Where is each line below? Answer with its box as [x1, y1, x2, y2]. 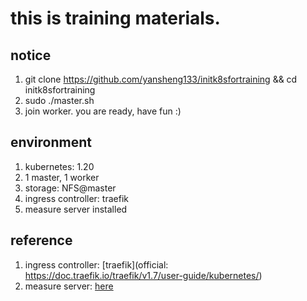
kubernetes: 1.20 [24, 160, 95, 172]
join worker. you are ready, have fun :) [24, 105, 182, 117]
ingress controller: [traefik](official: [24, 258, 169, 271]
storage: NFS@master [24, 182, 117, 194]
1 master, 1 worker [24, 171, 100, 183]
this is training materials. [10, 7, 221, 30]
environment [10, 134, 92, 151]
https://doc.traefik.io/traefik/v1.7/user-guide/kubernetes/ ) [24, 269, 263, 281]
